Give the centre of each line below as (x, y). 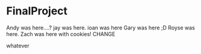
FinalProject (37, 11)
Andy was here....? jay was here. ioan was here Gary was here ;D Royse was (101, 28)
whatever (18, 46)
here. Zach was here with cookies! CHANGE (61, 34)
